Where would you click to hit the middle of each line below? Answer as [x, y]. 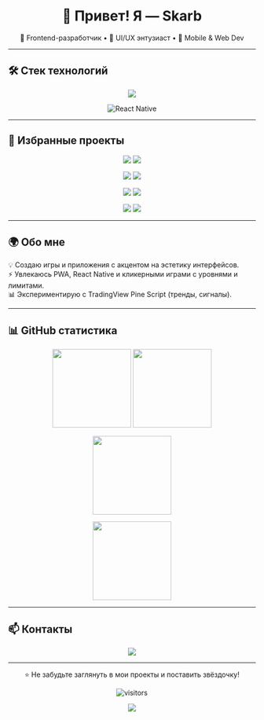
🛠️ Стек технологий [58, 71]
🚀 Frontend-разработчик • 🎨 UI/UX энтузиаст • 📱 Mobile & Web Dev [132, 38]
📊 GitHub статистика [63, 331]
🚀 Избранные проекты [66, 141]
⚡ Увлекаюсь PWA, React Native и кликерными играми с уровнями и [123, 274]
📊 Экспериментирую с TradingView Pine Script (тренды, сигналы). [120, 295]
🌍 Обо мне [37, 242]
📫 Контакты [40, 629]
